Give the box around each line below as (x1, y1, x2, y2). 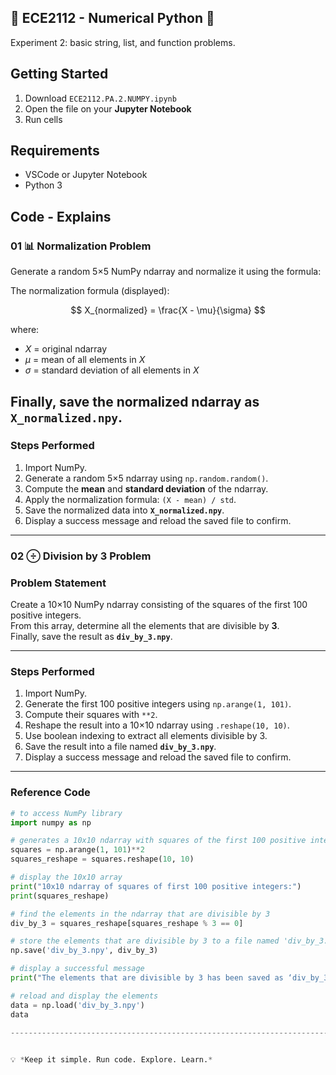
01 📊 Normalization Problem (10, 239, 152, 253)
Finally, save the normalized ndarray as (10, 393, 260, 410)
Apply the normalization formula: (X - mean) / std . (24, 493, 237, 505)
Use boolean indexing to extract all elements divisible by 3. (24, 730, 268, 742)
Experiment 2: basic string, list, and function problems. (10, 36, 236, 48)
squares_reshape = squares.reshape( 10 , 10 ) (10, 854, 195, 865)
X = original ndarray (24, 343, 108, 355)
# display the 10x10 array (10, 872, 123, 882)
